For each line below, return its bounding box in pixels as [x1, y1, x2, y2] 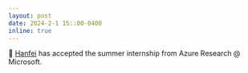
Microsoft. [8, 57, 43, 67]
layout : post [8, 11, 52, 20]
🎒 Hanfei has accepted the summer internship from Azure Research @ [8, 49, 241, 59]
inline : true [8, 26, 52, 34]
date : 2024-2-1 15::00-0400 [8, 19, 103, 27]
